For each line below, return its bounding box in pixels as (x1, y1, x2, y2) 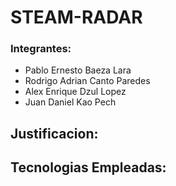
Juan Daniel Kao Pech (24, 96, 117, 108)
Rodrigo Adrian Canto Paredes (24, 75, 151, 87)
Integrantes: (10, 42, 72, 56)
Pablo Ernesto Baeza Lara (24, 64, 132, 76)
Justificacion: (10, 125, 99, 142)
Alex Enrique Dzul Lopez (24, 86, 127, 98)
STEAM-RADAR (10, 6, 143, 29)
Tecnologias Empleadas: (10, 159, 167, 176)
